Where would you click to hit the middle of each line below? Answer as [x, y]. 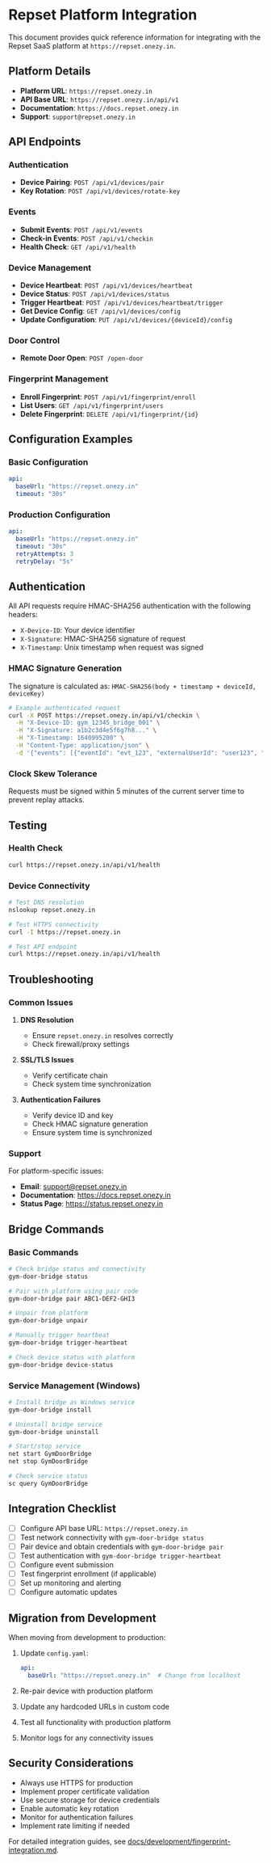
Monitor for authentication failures [77, 1817]
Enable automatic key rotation [69, 1808]
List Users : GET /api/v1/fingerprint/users [92, 405]
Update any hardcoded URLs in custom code [94, 1706]
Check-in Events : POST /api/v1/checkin [86, 238]
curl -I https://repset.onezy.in [65, 932]
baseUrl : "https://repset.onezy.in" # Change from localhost [134, 1675]
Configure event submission [67, 1564]
